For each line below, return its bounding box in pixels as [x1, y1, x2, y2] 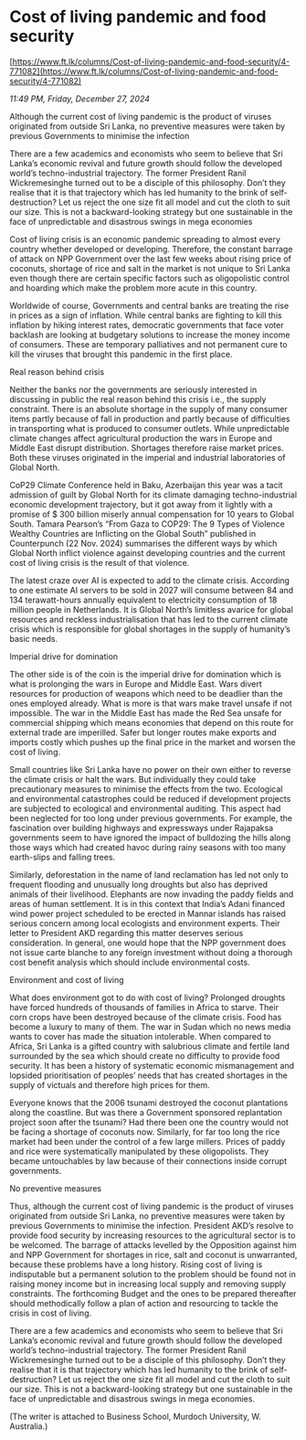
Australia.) [9, 1420, 48, 1432]
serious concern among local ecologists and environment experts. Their [9, 917, 280, 929]
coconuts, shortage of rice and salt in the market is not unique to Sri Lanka [9, 262, 290, 273]
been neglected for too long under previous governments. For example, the [9, 812, 292, 824]
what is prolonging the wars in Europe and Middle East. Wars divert [9, 678, 262, 689]
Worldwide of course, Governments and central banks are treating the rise [9, 300, 290, 311]
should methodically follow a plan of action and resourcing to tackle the [9, 1297, 279, 1308]
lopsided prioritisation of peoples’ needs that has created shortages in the [9, 1070, 288, 1081]
